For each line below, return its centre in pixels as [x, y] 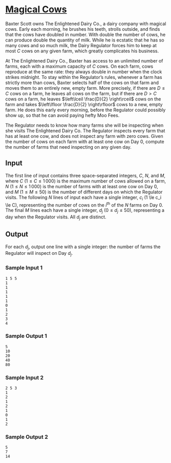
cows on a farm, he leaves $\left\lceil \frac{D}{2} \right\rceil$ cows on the [83, 99]
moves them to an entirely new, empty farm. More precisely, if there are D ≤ [85, 88]
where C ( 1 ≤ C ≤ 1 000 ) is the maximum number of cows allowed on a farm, [86, 181]
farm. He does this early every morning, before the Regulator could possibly [85, 110]
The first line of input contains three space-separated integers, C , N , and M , [85, 175]
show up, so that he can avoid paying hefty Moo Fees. [62, 115]
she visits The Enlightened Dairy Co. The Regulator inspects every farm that [85, 130]
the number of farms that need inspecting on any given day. [68, 147]
